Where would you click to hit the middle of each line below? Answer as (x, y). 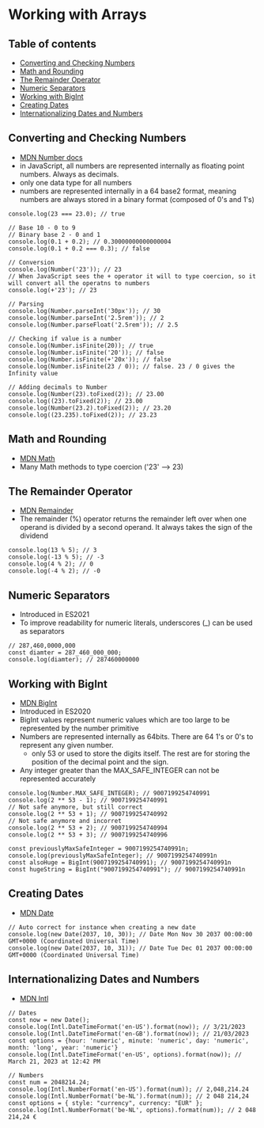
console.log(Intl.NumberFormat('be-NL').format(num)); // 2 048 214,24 (128, 1096)
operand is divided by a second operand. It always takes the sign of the (136, 528)
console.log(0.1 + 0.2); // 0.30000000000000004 (90, 242)
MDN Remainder (46, 511)
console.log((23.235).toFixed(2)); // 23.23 (83, 415)
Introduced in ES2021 (54, 615)
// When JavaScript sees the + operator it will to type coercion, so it (132, 276)
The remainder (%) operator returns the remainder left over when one (133, 519)
